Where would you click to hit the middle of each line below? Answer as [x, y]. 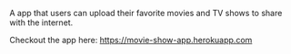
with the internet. [41, 22]
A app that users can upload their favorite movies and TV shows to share [146, 13]
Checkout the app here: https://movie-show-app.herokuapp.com [131, 40]
